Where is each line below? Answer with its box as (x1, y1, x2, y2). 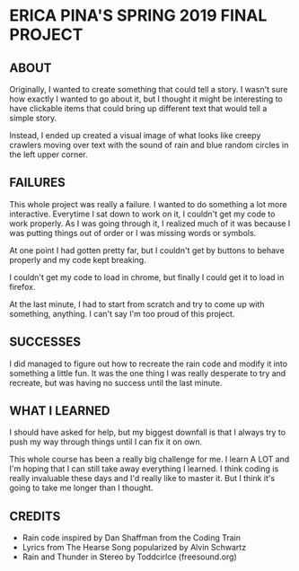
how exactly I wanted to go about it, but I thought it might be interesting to (9, 93, 283, 104)
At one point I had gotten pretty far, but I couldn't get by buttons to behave (9, 244, 285, 256)
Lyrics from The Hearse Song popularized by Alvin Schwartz (22, 542, 247, 553)
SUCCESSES (9, 334, 81, 350)
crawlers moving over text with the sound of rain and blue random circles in (9, 140, 289, 150)
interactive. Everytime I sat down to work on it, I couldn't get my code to (9, 208, 276, 219)
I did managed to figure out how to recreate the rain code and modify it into (9, 358, 288, 369)
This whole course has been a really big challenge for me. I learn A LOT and (9, 454, 290, 465)
